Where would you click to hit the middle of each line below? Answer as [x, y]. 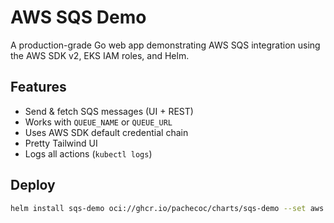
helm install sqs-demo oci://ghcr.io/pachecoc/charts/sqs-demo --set [158, 208]
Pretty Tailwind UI [61, 143]
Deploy [33, 185]
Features [38, 87]
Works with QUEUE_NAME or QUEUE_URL [98, 122]
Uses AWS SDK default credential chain [106, 132]
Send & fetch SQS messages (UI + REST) [109, 111]
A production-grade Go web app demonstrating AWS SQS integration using [165, 45]
